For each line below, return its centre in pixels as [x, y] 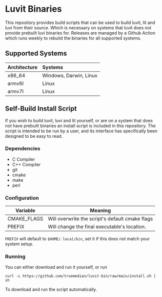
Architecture [22, 67]
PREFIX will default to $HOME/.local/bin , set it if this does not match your [77, 239]
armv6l [16, 83]
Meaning [101, 211]
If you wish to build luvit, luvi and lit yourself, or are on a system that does [79, 120]
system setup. [19, 244]
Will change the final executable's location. [97, 227]
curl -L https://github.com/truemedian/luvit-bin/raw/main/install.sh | [81, 276]
